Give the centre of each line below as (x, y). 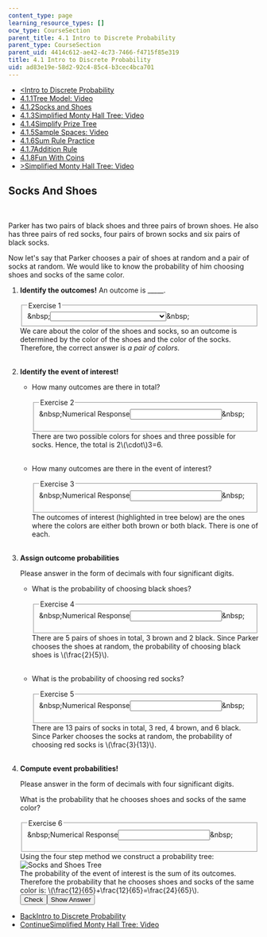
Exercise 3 (57, 484)
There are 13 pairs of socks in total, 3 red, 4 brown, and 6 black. (136, 727)
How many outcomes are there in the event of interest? (122, 468)
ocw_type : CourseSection (49, 30)
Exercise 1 (44, 305)
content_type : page (41, 15)
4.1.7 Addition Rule (48, 149)
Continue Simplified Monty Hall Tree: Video (89, 925)
